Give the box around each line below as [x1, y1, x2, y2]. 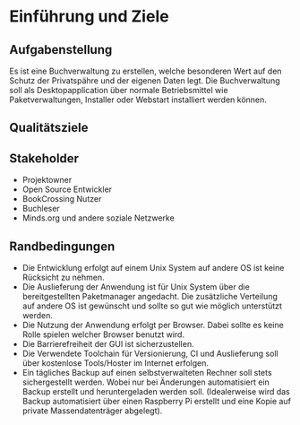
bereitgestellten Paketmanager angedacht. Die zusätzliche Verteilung [21, 291, 278, 302]
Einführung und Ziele [9, 6, 169, 27]
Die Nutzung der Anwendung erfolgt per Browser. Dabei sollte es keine [21, 320, 284, 331]
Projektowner [21, 175, 73, 186]
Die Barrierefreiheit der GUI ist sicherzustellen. [21, 339, 194, 350]
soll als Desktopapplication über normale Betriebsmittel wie [9, 85, 228, 95]
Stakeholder [9, 151, 79, 166]
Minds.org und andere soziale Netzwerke [21, 212, 175, 223]
